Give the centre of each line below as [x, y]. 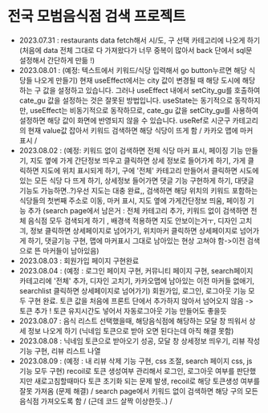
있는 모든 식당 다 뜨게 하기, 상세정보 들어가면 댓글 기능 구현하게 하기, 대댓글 [136, 180]
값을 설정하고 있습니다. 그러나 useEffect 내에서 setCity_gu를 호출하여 [152, 90]
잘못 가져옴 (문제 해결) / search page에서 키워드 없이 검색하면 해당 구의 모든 [138, 391]
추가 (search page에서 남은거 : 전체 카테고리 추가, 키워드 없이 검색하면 [138, 210]
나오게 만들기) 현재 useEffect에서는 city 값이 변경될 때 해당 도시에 [137, 80]
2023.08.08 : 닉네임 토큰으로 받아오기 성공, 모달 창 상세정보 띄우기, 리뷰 [132, 341]
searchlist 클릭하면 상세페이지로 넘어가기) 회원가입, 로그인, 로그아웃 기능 [132, 290]
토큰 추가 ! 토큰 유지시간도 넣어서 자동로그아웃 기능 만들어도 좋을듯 [123, 310]
